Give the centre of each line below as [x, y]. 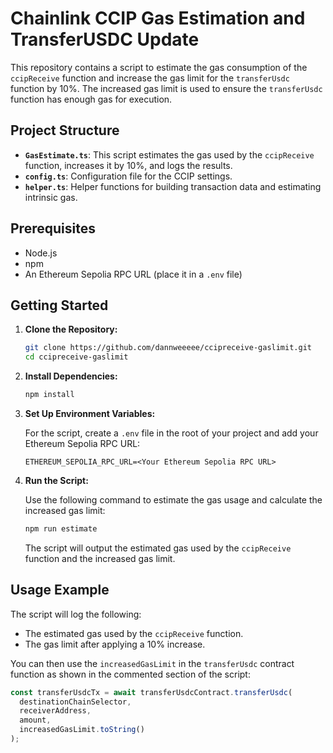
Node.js [41, 253]
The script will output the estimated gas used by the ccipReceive [158, 548]
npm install [49, 395]
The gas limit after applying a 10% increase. [115, 644]
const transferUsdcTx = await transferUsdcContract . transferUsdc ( [151, 692]
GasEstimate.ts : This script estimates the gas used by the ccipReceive [169, 154]
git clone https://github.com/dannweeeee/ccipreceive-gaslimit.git [168, 348]
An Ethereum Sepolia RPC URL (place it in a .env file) [133, 274]
